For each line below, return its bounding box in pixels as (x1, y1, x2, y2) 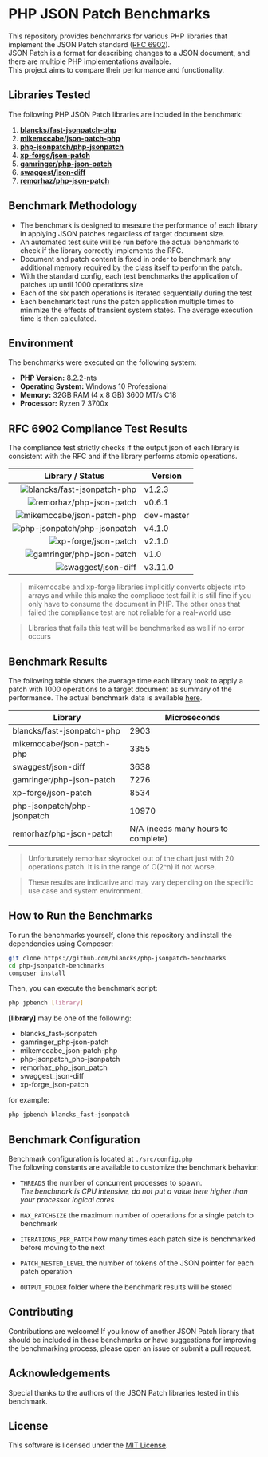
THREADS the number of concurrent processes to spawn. (19, 1178, 203, 1187)
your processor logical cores (19, 1195, 115, 1204)
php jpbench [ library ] (8, 999, 84, 1007)
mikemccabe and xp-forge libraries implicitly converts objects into (27, 582, 246, 592)
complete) (129, 833, 168, 844)
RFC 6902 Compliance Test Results (8, 422, 188, 435)
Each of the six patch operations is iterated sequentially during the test (19, 288, 253, 298)
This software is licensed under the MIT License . (8, 1440, 168, 1450)
